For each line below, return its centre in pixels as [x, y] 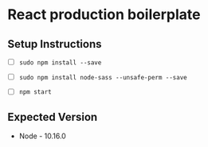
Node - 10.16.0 [43, 136]
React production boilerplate [104, 15]
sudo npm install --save [60, 62]
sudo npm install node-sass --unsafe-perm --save [103, 77]
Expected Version [53, 117]
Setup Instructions [55, 44]
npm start [35, 92]
